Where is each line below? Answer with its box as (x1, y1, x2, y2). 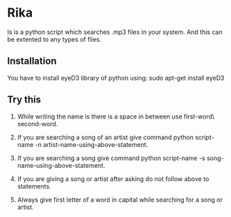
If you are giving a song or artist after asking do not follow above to (17, 175, 209, 183)
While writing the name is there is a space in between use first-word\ (17, 112, 215, 121)
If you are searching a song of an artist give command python (17, 133, 194, 141)
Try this (7, 94, 42, 105)
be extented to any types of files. (7, 35, 102, 43)
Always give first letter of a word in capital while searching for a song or (17, 196, 223, 204)
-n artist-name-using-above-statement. (35, 140, 148, 148)
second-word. (17, 119, 58, 128)
